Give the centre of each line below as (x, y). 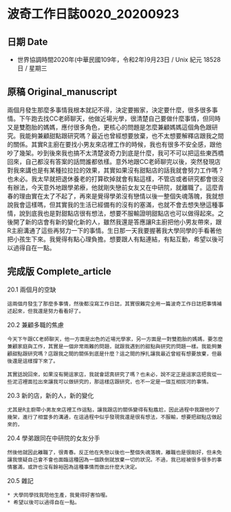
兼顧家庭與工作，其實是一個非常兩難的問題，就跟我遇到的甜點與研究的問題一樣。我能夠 (112, 346)
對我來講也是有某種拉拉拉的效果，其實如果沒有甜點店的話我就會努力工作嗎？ (115, 170)
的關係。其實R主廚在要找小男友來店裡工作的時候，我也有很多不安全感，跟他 (114, 144)
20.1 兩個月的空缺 (32, 289)
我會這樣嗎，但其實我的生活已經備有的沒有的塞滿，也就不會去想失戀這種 (115, 205)
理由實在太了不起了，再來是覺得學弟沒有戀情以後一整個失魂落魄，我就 (118, 196)
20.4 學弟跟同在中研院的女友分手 (54, 438)
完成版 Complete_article (59, 272)
